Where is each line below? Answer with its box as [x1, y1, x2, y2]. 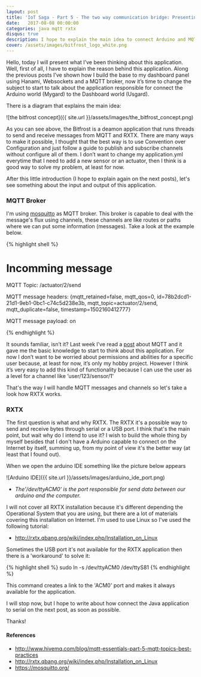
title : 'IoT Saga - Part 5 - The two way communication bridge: [6, 14, 170, 20]
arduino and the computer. [14, 492, 81, 499]
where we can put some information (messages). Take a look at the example [6, 223, 194, 230]
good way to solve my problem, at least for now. [6, 163, 124, 171]
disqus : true [6, 31, 39, 37]
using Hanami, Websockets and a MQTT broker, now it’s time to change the [6, 77, 191, 84]
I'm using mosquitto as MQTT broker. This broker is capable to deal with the [6, 210, 193, 217]
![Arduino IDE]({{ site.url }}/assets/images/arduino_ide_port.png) [6, 474, 166, 481]
